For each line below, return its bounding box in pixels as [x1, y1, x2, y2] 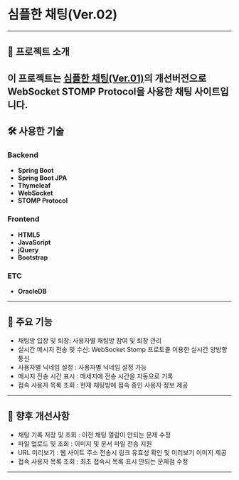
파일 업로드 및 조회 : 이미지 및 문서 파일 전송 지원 [17, 439, 152, 448]
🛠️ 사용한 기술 [7, 125, 65, 137]
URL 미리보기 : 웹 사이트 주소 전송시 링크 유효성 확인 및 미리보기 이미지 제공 [17, 448, 227, 457]
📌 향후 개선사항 [7, 410, 70, 422]
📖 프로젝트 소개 [7, 46, 70, 58]
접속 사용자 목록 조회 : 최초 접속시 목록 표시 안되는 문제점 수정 [17, 457, 188, 466]
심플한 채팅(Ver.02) [7, 6, 118, 23]
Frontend [7, 214, 40, 224]
